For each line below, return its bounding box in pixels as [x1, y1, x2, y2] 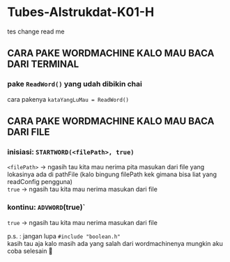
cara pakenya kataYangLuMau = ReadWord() [7, 95, 129, 103]
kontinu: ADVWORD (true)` [7, 203, 86, 213]
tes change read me [7, 27, 65, 36]
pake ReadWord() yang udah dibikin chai [7, 79, 143, 89]
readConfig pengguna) [7, 178, 73, 186]
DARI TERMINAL [7, 59, 79, 70]
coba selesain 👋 [7, 247, 54, 255]
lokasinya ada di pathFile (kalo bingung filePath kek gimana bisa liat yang [7, 170, 217, 178]
